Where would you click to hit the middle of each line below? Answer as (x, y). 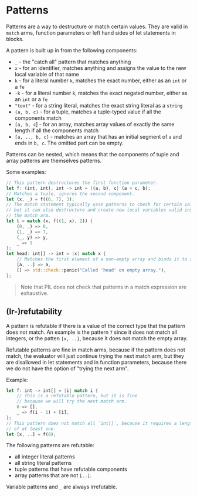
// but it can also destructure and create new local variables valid (94, 210)
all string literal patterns (43, 463)
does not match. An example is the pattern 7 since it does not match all (92, 332)
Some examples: (26, 172)
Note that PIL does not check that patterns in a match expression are (103, 287)
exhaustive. (34, 293)
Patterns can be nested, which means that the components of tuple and (93, 154)
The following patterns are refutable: (50, 445)
